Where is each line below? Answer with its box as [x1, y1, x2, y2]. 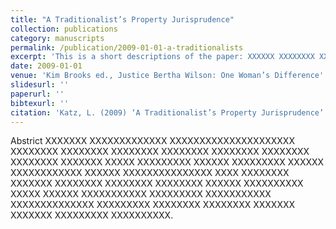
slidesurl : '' [10, 80, 70, 90]
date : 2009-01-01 [10, 61, 83, 71]
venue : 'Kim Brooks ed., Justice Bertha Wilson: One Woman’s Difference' [10, 71, 325, 81]
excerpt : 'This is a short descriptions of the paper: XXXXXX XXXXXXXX [10, 52, 315, 62]
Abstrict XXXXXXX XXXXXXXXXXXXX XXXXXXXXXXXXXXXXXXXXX [10, 135, 295, 147]
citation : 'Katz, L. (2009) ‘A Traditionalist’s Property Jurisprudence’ [10, 107, 325, 118]
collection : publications [10, 24, 118, 34]
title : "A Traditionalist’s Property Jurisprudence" [10, 14, 235, 25]
